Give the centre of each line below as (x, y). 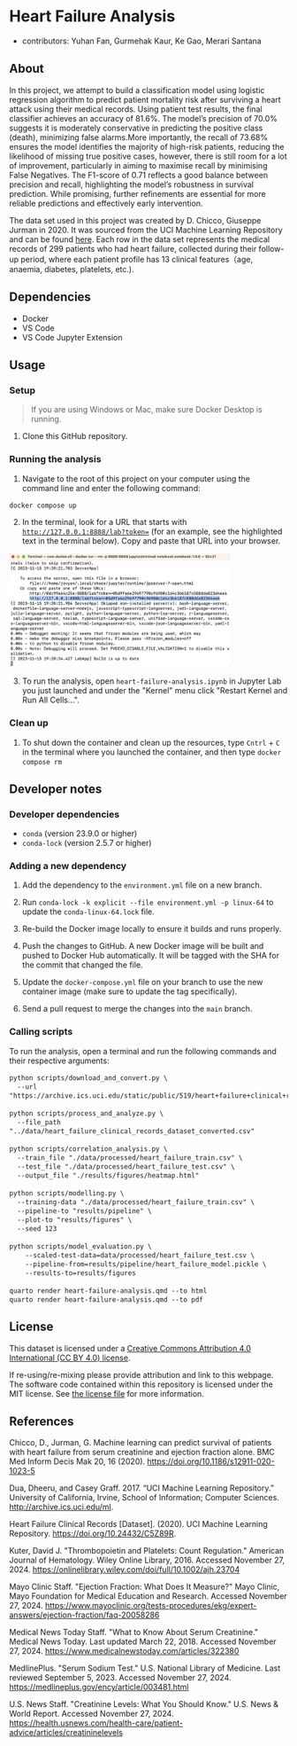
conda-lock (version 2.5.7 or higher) (87, 843)
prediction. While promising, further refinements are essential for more (138, 193)
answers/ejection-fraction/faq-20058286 (84, 1615)
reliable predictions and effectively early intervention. (106, 203)
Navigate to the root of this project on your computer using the (136, 478)
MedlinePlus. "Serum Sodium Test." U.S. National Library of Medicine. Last (145, 1668)
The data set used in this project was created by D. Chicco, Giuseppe (135, 220)
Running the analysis (55, 459)
